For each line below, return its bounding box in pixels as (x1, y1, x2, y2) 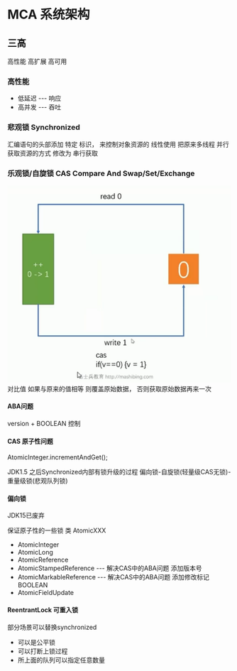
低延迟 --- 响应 (17, 94, 62, 103)
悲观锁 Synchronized (7, 122, 80, 132)
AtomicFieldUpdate (17, 589, 75, 597)
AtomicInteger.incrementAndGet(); (7, 453, 108, 462)
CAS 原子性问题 (7, 437, 53, 445)
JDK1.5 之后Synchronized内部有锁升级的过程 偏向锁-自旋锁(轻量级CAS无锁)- (7, 468, 231, 476)
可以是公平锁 (17, 638, 55, 646)
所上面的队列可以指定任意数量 (17, 655, 105, 664)
